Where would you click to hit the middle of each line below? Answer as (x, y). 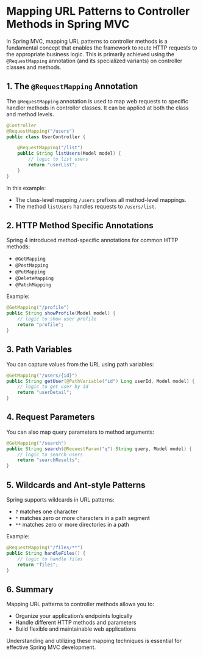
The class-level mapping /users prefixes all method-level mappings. (101, 199)
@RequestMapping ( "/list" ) (50, 148)
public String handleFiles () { (46, 553)
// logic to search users (50, 455)
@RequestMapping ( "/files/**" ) (45, 547)
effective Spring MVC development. (51, 647)
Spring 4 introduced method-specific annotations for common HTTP (92, 240)
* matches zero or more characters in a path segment (83, 518)
